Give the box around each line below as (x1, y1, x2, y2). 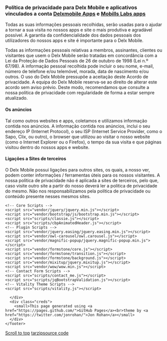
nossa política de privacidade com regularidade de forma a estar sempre (5, 89, 155, 96)
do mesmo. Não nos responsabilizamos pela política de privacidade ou (5, 188, 151, 194)
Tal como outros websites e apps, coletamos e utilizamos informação (5, 117, 148, 123)
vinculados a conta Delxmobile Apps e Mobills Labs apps (5, 10, 146, 17)
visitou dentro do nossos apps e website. (5, 144, 90, 150)
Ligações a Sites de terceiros (5, 155, 66, 161)
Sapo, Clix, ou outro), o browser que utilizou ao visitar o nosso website (5, 133, 151, 139)
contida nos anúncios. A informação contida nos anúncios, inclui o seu (5, 123, 151, 129)
